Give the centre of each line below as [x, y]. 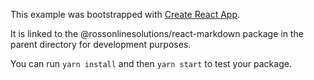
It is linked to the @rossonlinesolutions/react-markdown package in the [157, 33]
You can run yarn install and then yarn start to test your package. [151, 63]
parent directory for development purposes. [101, 44]
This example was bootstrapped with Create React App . [125, 14]
